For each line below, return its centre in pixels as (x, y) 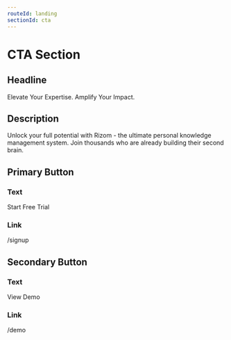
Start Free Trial (28, 207)
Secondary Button (48, 262)
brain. (16, 150)
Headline (27, 80)
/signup (18, 240)
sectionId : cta (29, 20)
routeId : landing (32, 14)
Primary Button (41, 172)
